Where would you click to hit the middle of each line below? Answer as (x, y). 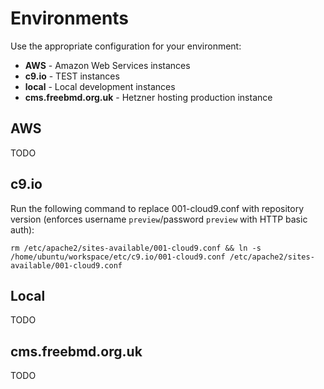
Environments (70, 18)
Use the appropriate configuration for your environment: (126, 46)
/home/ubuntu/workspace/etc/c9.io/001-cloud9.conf (118, 257)
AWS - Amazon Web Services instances (107, 65)
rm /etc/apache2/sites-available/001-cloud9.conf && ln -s (136, 248)
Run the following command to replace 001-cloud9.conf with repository (157, 208)
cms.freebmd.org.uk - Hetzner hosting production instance (148, 97)
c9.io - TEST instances (72, 76)
